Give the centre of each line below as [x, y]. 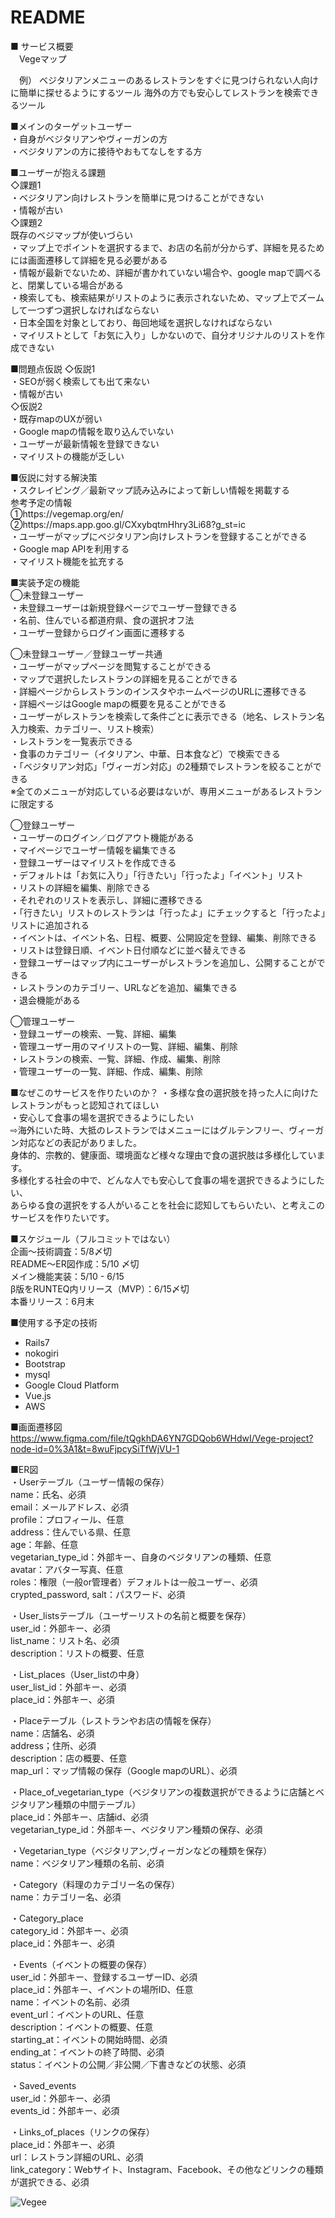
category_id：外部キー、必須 [69, 1930]
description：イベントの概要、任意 [82, 2027]
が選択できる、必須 [50, 2182]
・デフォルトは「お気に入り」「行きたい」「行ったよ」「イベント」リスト [157, 875]
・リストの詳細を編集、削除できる [80, 887]
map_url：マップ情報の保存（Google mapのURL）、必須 [124, 1770]
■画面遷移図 [36, 1427]
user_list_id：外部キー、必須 [68, 1687]
